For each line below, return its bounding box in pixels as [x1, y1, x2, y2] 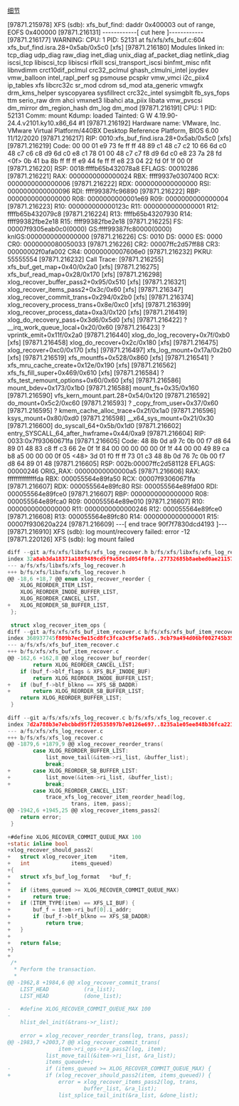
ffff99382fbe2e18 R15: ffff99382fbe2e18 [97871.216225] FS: [7, 217, 184, 226]
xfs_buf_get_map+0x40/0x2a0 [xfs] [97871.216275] [7, 263, 159, 271]
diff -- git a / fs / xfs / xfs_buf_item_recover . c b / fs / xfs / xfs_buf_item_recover [7, 628, 237, 635]
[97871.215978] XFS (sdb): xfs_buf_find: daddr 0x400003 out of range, [7, 21, 216, 28]
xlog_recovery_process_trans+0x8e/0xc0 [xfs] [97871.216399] [7, 301, 191, 308]
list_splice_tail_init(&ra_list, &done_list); [58, 1092, 199, 1099]
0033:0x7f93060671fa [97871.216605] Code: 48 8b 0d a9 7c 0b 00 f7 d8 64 [7, 437, 231, 445]
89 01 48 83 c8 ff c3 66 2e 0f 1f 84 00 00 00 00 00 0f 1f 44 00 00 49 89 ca [7, 444, 230, 452]
